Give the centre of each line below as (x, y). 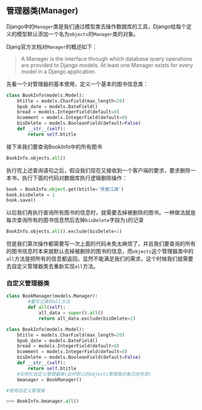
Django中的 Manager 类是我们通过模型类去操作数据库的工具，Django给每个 (96, 26)
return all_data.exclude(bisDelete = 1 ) (87, 318)
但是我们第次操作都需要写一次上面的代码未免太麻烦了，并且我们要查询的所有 (101, 244)
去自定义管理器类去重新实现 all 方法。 (53, 266)
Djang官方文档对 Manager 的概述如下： (52, 46)
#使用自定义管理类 (26, 390)
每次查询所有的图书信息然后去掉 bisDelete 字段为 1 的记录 (75, 220)
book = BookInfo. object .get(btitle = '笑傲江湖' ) (65, 189)
